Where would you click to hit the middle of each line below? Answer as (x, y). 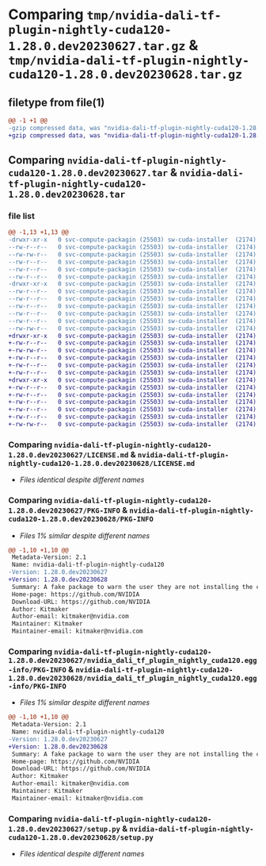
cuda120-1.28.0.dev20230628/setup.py (81, 837)
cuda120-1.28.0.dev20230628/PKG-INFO (81, 519)
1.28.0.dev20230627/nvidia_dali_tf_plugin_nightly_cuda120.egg (133, 660)
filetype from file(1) (57, 102)
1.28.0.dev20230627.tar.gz (97, 46)
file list (22, 216)
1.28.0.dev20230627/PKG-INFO (65, 511)
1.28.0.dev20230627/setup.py (65, 829)
